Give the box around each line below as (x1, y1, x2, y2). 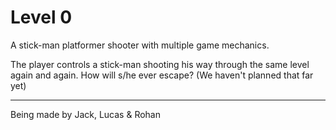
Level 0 (10, 6, 73, 29)
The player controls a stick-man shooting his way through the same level (10, 58, 310, 70)
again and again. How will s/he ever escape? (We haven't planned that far (10, 69, 314, 81)
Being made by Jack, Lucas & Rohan (10, 108, 161, 120)
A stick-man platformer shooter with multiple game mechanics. (10, 39, 270, 51)
